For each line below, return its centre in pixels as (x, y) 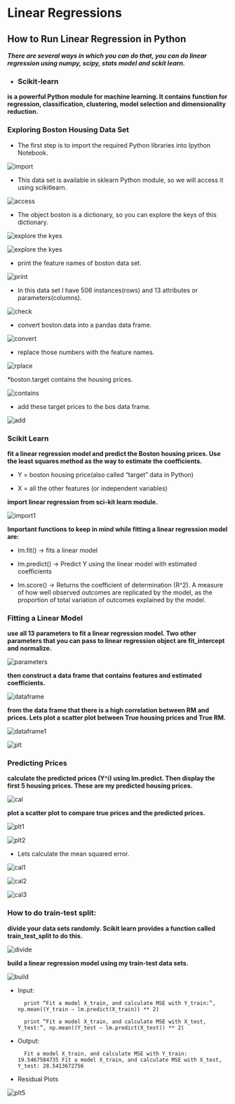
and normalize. (30, 649)
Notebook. (33, 152)
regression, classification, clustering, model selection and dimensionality (117, 104)
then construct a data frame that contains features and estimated (105, 675)
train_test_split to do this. (45, 935)
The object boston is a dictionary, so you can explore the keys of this (117, 214)
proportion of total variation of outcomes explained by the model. (112, 599)
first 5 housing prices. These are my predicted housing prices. (100, 786)
